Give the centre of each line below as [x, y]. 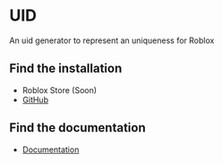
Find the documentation [77, 128]
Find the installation [66, 69]
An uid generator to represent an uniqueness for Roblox [112, 40]
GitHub [35, 99]
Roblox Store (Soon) [59, 90]
